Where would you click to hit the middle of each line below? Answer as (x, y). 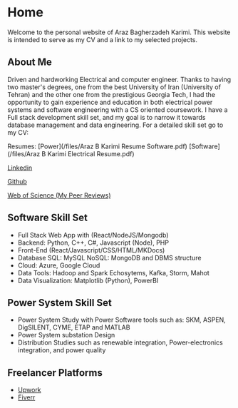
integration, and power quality (62, 350)
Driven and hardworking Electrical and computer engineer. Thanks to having (119, 79)
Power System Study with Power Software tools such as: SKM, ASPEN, (121, 320)
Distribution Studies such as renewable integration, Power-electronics (120, 342)
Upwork (29, 390)
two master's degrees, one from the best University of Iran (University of (114, 87)
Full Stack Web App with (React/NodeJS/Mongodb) (93, 235)
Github (17, 181)
